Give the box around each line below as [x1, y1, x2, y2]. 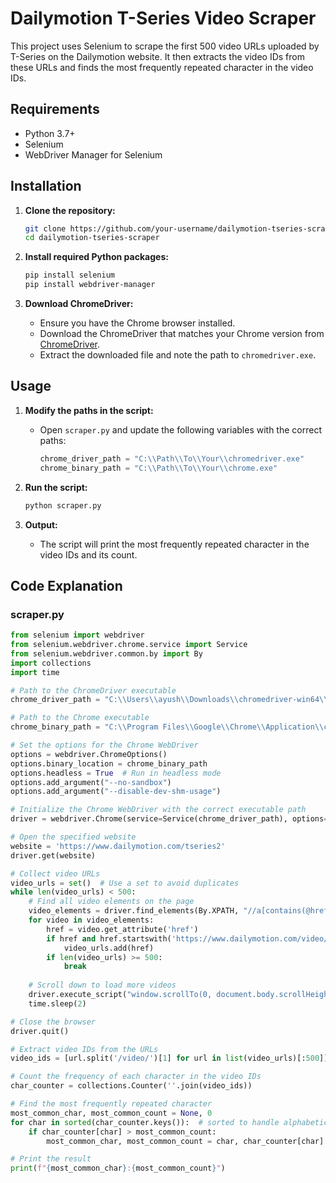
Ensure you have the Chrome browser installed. [39, 317, 236, 329]
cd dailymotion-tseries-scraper [24, 233, 160, 243]
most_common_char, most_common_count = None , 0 [10, 1108, 213, 1118]
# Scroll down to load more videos [28, 980, 177, 991]
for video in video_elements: [28, 915, 155, 926]
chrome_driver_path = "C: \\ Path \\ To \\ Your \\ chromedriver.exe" [39, 453, 305, 464]
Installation [10, 178, 82, 195]
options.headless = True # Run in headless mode [10, 768, 222, 778]
